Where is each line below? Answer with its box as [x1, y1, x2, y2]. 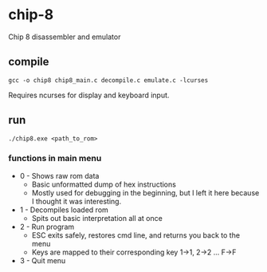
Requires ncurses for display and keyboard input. [8, 90, 170, 100]
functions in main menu [8, 153, 102, 164]
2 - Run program [19, 222, 75, 231]
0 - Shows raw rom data [19, 171, 100, 180]
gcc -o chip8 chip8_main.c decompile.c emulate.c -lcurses [8, 76, 209, 85]
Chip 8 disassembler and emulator [8, 32, 121, 41]
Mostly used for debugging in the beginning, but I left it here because [31, 187, 260, 197]
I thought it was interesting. [31, 196, 122, 206]
